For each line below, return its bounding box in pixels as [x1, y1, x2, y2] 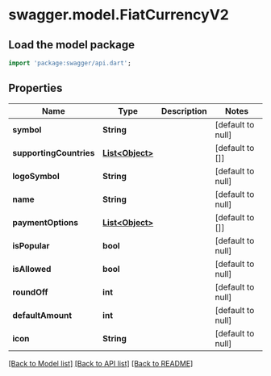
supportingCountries [12, 147, 95, 158]
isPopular [12, 240, 50, 251]
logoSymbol [12, 170, 60, 182]
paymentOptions [12, 216, 79, 228]
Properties [8, 81, 63, 95]
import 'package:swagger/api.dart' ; [8, 59, 131, 67]
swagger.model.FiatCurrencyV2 [8, 6, 230, 24]
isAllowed [12, 263, 52, 274]
